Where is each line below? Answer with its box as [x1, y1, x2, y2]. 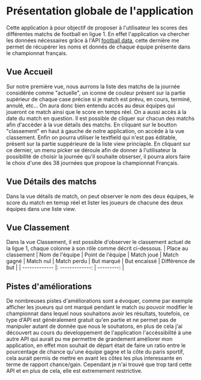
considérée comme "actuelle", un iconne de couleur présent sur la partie [6, 89, 186, 96]
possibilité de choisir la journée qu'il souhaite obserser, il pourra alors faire [6, 153, 191, 160]
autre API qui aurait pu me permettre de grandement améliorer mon [6, 336, 173, 343]
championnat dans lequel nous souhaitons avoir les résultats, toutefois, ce [6, 310, 190, 317]
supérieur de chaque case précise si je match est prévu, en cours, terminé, [6, 95, 192, 102]
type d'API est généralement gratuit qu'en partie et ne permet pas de [6, 316, 177, 324]
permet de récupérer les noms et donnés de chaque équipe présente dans [6, 43, 191, 50]
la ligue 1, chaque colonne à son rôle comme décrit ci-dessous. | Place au [6, 245, 188, 252]
